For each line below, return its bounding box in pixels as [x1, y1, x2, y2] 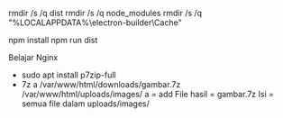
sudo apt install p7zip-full [21, 69, 116, 80]
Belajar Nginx [8, 52, 59, 62]
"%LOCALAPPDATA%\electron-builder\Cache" [8, 17, 182, 28]
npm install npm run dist [8, 35, 98, 45]
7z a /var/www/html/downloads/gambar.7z [21, 79, 181, 89]
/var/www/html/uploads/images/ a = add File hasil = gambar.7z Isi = [21, 89, 274, 99]
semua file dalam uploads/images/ [21, 98, 150, 109]
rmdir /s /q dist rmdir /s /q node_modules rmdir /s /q [8, 8, 203, 18]
